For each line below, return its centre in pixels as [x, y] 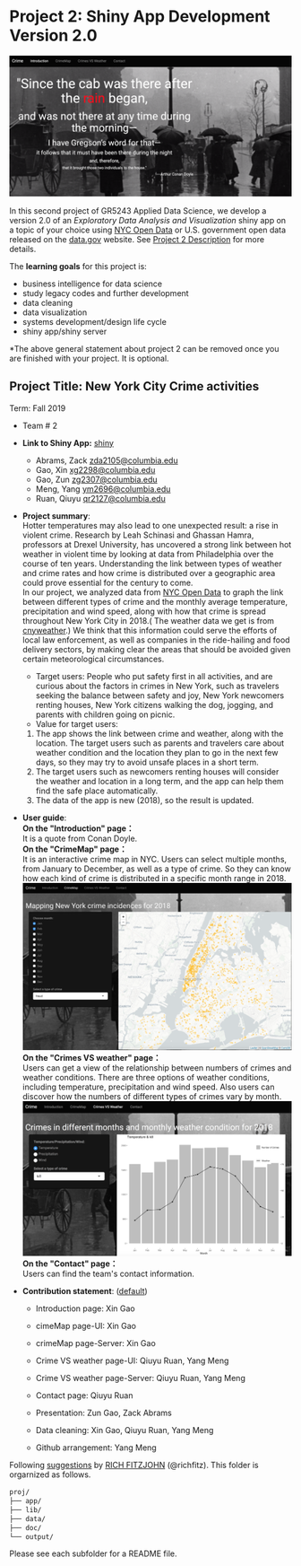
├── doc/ [26, 1527]
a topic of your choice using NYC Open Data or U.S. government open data [148, 230]
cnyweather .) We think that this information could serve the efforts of [150, 630]
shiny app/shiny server [64, 331]
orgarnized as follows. [50, 1474]
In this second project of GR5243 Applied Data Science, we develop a [138, 210]
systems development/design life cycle [95, 321]
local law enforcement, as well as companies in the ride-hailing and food [156, 640]
